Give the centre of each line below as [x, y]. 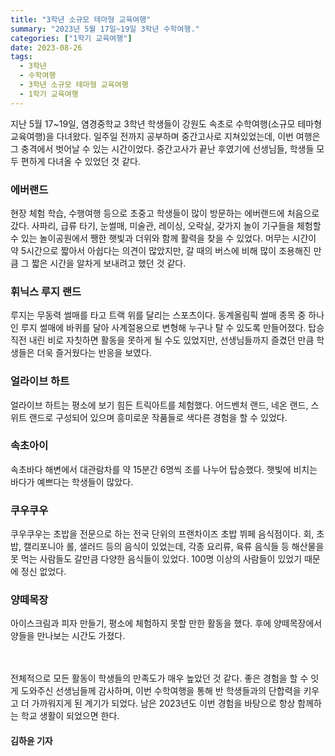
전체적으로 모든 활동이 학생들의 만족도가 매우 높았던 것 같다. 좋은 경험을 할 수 [159, 678]
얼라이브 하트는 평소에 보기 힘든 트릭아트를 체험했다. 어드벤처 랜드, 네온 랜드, [159, 405]
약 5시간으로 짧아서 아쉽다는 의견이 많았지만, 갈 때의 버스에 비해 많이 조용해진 [161, 250]
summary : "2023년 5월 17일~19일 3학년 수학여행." [105, 29]
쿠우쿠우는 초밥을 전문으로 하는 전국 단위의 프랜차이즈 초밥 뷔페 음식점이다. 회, [162, 534]
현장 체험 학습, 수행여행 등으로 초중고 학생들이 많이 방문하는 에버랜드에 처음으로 [165, 213]
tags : [21, 57]
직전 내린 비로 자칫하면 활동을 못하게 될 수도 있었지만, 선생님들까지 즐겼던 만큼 [162, 340]
